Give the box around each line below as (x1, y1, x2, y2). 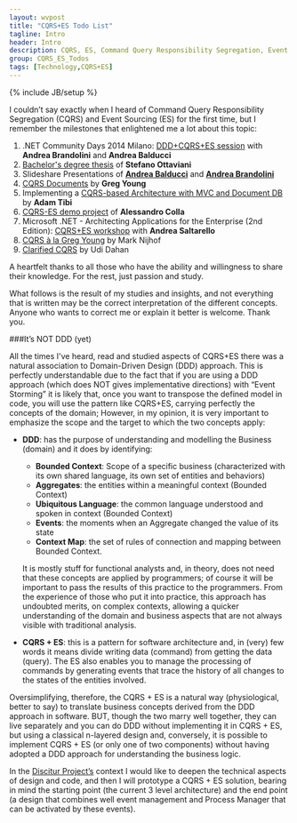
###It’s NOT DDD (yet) (9, 333, 92, 344)
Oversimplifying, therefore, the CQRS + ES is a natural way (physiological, (9, 691, 280, 702)
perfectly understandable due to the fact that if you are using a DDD (9, 370, 259, 380)
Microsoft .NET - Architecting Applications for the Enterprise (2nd (21, 215, 263, 227)
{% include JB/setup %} (9, 86, 98, 98)
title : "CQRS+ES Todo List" (9, 21, 114, 30)
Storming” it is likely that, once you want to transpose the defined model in (9, 388, 283, 399)
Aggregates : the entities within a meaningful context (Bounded (35, 479, 267, 490)
